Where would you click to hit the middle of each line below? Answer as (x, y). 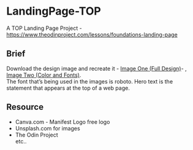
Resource (25, 107)
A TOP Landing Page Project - (44, 28)
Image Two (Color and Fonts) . (44, 75)
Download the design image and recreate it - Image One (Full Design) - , (96, 68)
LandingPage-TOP (54, 11)
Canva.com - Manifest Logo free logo (62, 122)
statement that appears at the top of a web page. (68, 88)
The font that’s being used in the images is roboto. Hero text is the (90, 81)
